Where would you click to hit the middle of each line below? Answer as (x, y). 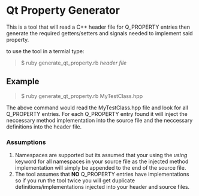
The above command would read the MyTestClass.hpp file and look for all (97, 108)
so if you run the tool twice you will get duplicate (75, 180)
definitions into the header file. (44, 127)
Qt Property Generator (63, 10)
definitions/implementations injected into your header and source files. (102, 187)
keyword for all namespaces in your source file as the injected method (102, 161)
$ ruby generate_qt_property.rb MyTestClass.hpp (82, 96)
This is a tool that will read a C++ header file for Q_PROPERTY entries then (98, 27)
